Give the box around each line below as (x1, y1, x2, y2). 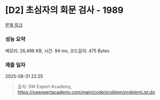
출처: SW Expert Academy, (17, 83, 72, 90)
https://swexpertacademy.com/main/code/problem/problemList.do (17, 89, 155, 95)
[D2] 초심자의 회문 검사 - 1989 (5, 4, 123, 16)
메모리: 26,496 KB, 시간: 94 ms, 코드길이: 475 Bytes (5, 48, 110, 54)
